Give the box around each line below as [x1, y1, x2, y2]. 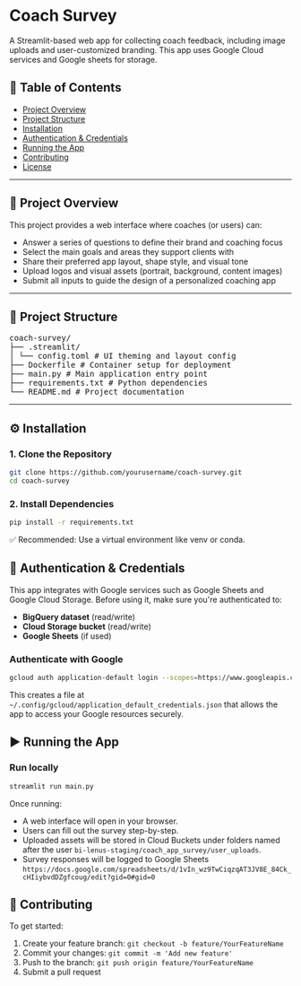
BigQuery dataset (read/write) [21, 611, 136, 622]
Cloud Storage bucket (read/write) [21, 621, 151, 632]
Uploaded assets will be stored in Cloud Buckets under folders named [21, 834, 280, 845]
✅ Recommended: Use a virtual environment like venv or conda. [9, 534, 245, 545]
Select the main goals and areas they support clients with [21, 246, 235, 257]
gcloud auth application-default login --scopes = [9, 674, 199, 683]
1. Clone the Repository [9, 448, 112, 460]
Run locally [9, 762, 59, 774]
